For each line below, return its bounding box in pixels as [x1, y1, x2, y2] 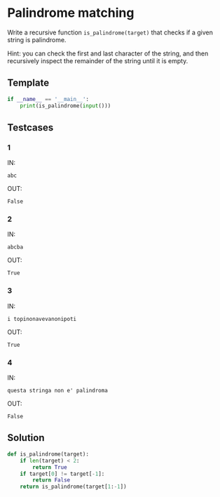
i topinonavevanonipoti [7, 315, 77, 322]
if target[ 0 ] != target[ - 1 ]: [20, 470, 105, 477]
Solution [7, 432, 45, 444]
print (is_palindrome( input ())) [20, 102, 111, 110]
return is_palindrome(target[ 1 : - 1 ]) [20, 483, 128, 491]
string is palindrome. [7, 35, 67, 44]
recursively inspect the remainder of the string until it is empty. [7, 56, 188, 65]
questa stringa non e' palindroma [7, 387, 109, 395]
